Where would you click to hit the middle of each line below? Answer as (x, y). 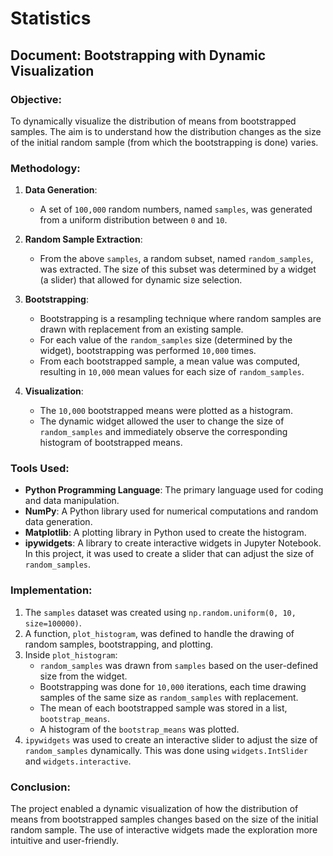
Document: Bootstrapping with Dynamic (138, 55)
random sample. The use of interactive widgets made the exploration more (164, 830)
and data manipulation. (72, 501)
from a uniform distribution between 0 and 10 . (133, 220)
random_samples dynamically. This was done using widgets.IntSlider (166, 750)
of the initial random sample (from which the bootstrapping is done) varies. (164, 142)
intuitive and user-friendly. (64, 841)
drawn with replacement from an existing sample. (141, 329)
